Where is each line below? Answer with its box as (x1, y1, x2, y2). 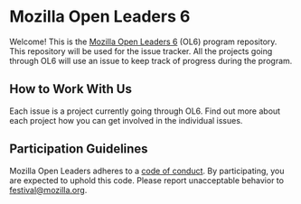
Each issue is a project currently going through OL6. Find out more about (9, 106, 281, 116)
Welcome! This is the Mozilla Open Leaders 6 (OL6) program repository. (9, 36, 277, 47)
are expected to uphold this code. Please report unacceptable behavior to (9, 174, 285, 186)
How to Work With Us (9, 81, 133, 97)
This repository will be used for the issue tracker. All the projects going (9, 45, 273, 56)
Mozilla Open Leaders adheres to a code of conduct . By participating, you (9, 165, 285, 176)
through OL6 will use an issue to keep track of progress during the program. (9, 55, 293, 66)
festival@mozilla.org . (9, 184, 88, 195)
